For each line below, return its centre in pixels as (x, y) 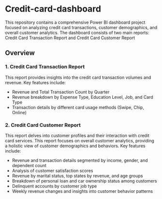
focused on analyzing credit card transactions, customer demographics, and (81, 27)
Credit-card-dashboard (53, 9)
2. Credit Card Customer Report (43, 125)
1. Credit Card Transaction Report (45, 67)
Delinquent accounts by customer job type (54, 186)
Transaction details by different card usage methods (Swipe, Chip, (78, 107)
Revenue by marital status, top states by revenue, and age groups (77, 176)
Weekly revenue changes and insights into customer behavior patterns (82, 191)
